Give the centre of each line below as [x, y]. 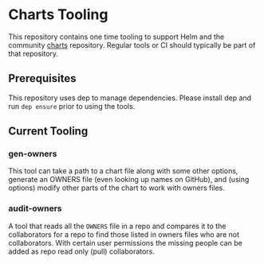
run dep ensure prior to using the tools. [72, 106]
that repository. [33, 53]
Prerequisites [42, 78]
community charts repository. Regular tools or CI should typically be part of [132, 45]
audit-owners [35, 208]
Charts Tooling [58, 15]
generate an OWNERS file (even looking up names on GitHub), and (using [129, 180]
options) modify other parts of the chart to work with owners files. [117, 188]
